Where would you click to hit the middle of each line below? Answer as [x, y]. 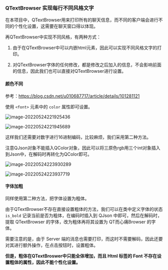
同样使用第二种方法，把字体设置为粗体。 [47, 198]
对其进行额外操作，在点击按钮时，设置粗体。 [52, 245]
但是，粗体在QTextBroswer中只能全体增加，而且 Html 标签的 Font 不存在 [81, 256]
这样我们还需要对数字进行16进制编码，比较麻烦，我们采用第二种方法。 [78, 137]
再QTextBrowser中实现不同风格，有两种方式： [53, 37]
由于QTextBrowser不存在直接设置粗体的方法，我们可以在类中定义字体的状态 [84, 209]
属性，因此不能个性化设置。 [51, 262]
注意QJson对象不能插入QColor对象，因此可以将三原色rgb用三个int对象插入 [83, 148]
